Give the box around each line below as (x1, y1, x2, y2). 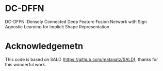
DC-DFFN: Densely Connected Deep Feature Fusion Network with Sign (5, 19, 147, 24)
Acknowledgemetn (5, 41, 83, 52)
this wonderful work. (5, 61, 47, 67)
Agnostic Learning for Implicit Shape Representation (5, 24, 110, 29)
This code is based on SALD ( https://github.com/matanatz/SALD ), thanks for (5, 56, 159, 62)
